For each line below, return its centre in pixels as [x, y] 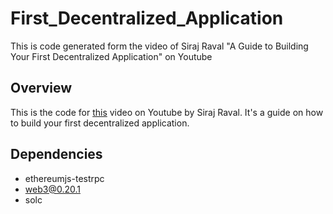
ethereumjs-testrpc [64, 178]
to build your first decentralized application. [100, 123]
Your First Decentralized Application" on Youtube [111, 56]
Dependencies [56, 154]
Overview [41, 88]
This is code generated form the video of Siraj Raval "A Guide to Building [159, 46]
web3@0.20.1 [52, 189]
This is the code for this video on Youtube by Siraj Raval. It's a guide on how [167, 112]
